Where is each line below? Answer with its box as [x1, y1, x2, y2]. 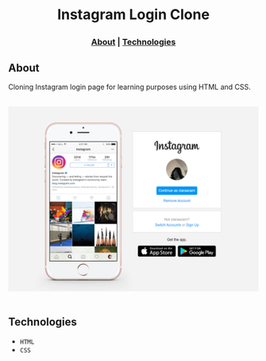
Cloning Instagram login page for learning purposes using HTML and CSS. [8, 82, 252, 91]
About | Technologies [91, 37, 176, 48]
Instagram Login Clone [56, 6, 210, 24]
